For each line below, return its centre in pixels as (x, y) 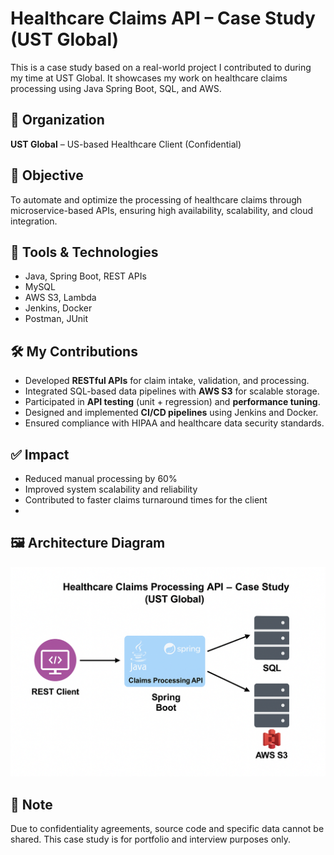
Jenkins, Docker (58, 308)
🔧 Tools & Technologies (84, 252)
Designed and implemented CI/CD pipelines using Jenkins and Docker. (171, 413)
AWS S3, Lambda (60, 298)
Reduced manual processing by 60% (101, 478)
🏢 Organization (57, 120)
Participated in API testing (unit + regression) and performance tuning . (172, 402)
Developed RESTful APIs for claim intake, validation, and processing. (167, 381)
